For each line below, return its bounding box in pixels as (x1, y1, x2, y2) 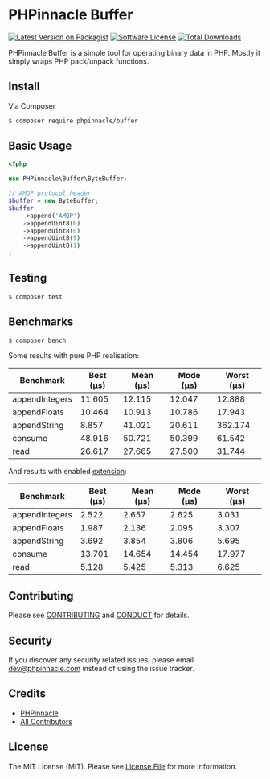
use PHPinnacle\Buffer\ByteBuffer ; (8, 175, 128, 183)
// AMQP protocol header (8, 189, 92, 198)
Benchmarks (8, 315, 74, 329)
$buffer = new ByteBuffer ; (8, 197, 99, 205)
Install (8, 80, 40, 93)
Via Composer (8, 101, 56, 110)
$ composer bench (8, 336, 67, 344)
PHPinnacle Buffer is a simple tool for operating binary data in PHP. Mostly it (8, 47, 261, 57)
